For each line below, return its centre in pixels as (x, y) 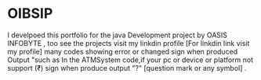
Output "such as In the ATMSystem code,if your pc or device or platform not (130, 60)
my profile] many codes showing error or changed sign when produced (123, 51)
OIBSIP (30, 14)
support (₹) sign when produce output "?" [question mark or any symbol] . (127, 68)
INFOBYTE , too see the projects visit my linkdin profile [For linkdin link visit (129, 43)
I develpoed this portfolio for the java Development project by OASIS (118, 35)
